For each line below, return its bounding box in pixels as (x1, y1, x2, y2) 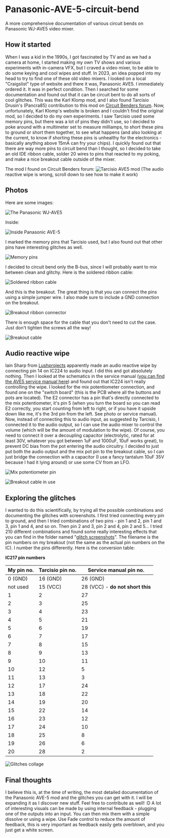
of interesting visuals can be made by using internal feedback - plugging (5, 806, 157, 811)
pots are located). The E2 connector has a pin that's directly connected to (5, 395, 159, 401)
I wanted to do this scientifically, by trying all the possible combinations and (5, 507, 163, 513)
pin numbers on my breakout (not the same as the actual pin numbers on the (5, 540, 165, 546)
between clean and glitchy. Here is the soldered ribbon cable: (5, 269, 134, 275)
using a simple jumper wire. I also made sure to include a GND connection (5, 294, 159, 300)
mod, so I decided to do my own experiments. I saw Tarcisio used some (5, 113, 155, 119)
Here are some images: (5, 199, 54, 206)
